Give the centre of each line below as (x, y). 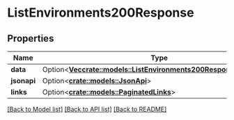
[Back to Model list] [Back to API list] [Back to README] (87, 109)
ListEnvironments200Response (101, 13)
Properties (31, 38)
